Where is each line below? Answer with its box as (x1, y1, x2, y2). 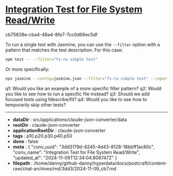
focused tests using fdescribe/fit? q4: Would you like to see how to (5, 96, 147, 102)
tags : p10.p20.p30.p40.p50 (12, 132, 73, 139)
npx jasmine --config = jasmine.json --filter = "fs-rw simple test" (5, 76, 148, 81)
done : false (12, 138, 39, 144)
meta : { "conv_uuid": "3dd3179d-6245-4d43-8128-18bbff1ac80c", (12, 144, 155, 150)
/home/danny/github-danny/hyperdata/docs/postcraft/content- (33, 160, 168, 166)
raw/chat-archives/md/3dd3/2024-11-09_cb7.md (12, 165, 117, 171)
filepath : (12, 160, 33, 166)
